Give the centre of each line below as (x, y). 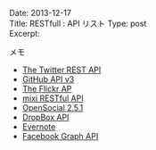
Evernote (39, 127)
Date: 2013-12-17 (40, 13)
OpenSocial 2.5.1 (53, 108)
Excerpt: (25, 33)
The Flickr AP (47, 89)
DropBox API (45, 117)
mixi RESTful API (53, 98)
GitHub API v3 (48, 79)
